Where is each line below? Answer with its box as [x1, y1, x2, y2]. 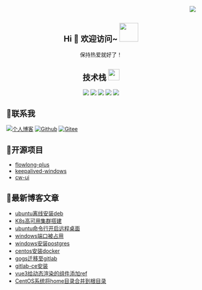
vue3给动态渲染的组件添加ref [14, 270, 88, 277]
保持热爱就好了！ [80, 51, 122, 58]
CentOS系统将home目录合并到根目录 [14, 277, 106, 285]
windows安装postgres [14, 240, 70, 247]
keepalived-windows [14, 168, 67, 175]
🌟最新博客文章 [6, 193, 59, 203]
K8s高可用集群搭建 [14, 217, 62, 225]
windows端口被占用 [14, 232, 64, 240]
